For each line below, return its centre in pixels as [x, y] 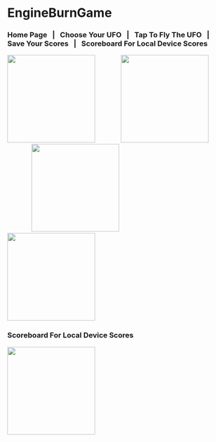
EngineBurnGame [60, 13]
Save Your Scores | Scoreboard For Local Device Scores [108, 43]
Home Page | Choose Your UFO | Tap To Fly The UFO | [109, 35]
